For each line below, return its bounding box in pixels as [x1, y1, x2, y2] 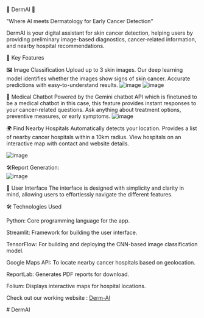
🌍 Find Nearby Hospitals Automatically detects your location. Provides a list [6, 125, 197, 132]
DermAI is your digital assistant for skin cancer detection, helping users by [6, 29, 193, 36]
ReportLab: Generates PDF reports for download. [6, 271, 130, 278]
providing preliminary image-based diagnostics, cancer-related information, [6, 36, 197, 43]
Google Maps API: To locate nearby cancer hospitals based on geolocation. [6, 259, 196, 266]
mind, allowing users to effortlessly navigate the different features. [6, 191, 173, 198]
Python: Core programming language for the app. [6, 217, 130, 224]
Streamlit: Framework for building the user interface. [6, 229, 138, 236]
